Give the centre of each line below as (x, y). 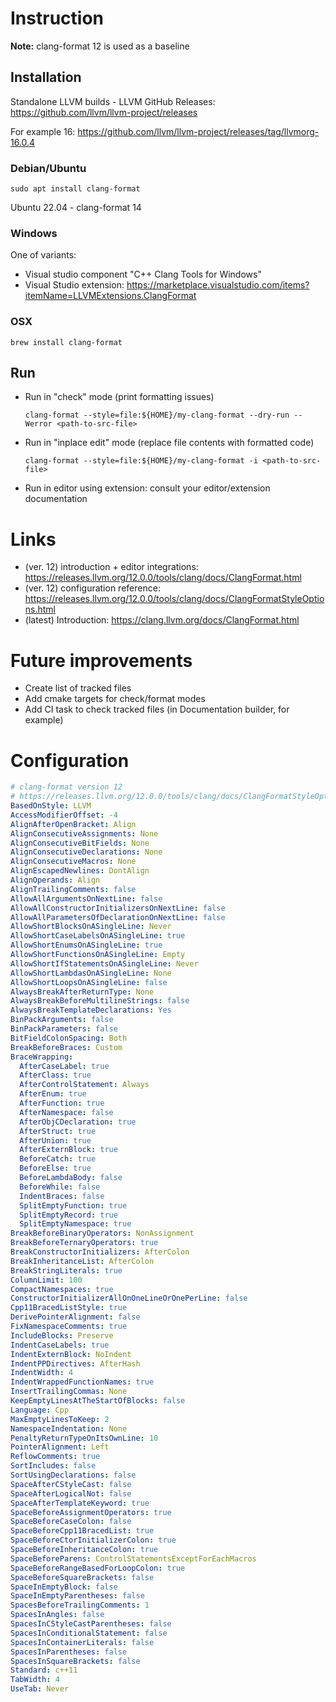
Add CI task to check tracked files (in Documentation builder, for (157, 709)
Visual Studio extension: (74, 285)
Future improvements (101, 660)
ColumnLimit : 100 (46, 1280)
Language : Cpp (40, 1410)
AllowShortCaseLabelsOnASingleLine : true (98, 936)
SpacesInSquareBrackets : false (75, 1661)
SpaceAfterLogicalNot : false (71, 1493)
